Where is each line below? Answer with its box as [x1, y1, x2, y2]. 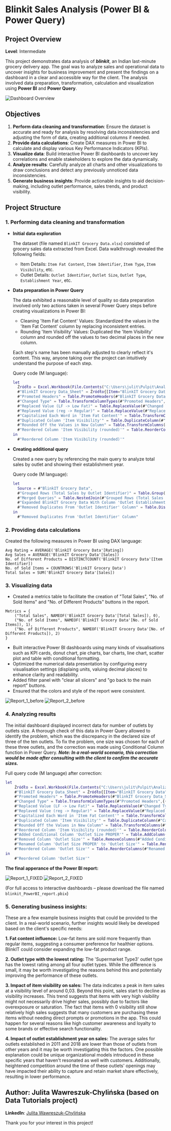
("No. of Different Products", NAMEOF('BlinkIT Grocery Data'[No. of [14, 627, 165, 632]
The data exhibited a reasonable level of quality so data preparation [12, 297, 155, 303]
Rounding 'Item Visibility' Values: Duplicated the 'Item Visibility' [20, 328, 153, 335]
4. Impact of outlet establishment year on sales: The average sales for [5, 1035, 155, 1042]
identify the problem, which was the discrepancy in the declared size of [5, 733, 155, 739]
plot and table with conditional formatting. [12, 655, 101, 661]
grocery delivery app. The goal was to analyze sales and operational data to [5, 64, 164, 69]
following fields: [12, 251, 46, 257]
